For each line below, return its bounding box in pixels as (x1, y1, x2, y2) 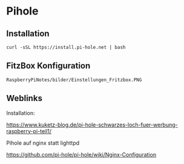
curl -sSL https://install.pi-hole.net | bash (6, 44, 126, 50)
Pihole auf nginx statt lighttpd (6, 139, 80, 146)
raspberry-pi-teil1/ (6, 127, 52, 134)
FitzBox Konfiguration (6, 61, 91, 71)
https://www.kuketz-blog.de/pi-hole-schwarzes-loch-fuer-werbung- (6, 121, 179, 128)
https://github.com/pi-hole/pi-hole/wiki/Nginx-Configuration (6, 151, 156, 158)
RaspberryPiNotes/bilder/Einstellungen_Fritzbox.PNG (6, 77, 142, 83)
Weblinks (6, 93, 42, 103)
